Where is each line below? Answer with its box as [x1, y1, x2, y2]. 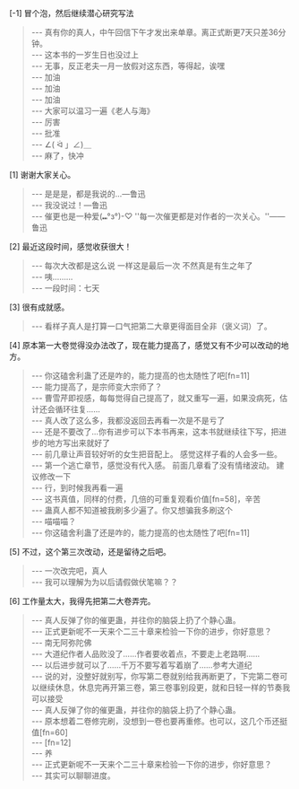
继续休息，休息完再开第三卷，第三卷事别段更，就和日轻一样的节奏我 [38, 682, 291, 693]
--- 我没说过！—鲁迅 [30, 200, 108, 210]
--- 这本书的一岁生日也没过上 [30, 49, 140, 60]
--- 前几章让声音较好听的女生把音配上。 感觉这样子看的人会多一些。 [30, 449, 282, 460]
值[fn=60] [30, 727, 69, 738]
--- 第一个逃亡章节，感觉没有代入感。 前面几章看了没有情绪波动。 [30, 460, 275, 470]
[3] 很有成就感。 [9, 302, 70, 312]
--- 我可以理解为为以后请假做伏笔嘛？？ [30, 577, 179, 587]
